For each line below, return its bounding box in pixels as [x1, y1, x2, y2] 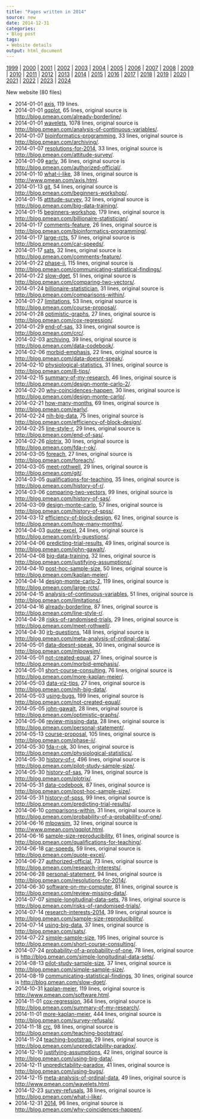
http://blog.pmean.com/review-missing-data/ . [14, 889, 128, 896]
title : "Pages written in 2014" [6, 8, 87, 15]
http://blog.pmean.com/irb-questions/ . [14, 533, 110, 540]
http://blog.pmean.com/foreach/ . [14, 456, 96, 464]
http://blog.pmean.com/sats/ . [14, 927, 87, 934]
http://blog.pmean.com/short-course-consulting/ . [14, 940, 137, 947]
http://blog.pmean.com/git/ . [14, 469, 84, 476]
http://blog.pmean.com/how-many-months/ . [14, 520, 124, 527]
